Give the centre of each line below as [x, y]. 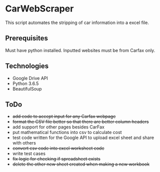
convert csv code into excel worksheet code [58, 148]
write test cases [29, 153]
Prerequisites [27, 38]
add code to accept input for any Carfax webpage [64, 116]
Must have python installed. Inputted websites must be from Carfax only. [80, 50]
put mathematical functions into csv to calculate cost [67, 132]
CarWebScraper [40, 9]
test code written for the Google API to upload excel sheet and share [83, 137]
